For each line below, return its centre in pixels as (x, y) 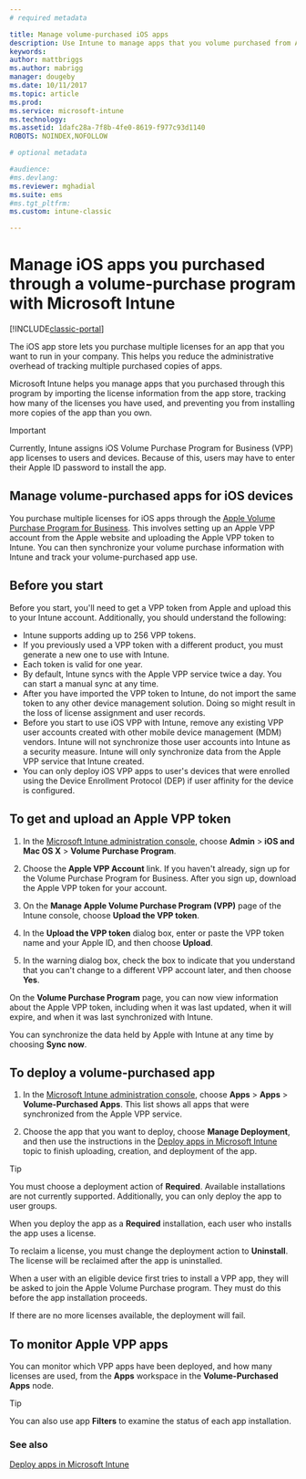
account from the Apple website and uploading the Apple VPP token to (142, 537)
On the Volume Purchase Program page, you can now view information (144, 997)
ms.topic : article (44, 94)
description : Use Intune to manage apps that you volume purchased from (150, 43)
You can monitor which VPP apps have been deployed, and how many (141, 1367)
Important (28, 431)
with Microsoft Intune (92, 304)
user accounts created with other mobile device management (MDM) (152, 732)
